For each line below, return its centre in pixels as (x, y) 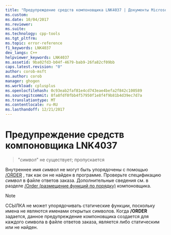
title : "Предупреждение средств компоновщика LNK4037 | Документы (77, 10)
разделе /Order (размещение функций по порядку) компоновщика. (78, 186)
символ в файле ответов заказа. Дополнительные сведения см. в (77, 180)
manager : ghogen (22, 81)
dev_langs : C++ (21, 53)
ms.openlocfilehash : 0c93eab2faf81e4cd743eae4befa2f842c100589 (74, 90)
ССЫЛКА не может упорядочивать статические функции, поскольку (80, 205)
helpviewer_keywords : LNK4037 (37, 57)
